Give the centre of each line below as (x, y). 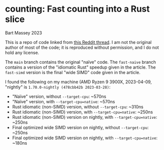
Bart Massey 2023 (24, 33)
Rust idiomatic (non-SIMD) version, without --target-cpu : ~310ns (78, 107)
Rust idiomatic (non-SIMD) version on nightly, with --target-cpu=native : (85, 117)
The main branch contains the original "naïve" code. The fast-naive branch (81, 62)
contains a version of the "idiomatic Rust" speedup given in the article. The (81, 67)
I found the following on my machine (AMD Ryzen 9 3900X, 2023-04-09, (79, 82)
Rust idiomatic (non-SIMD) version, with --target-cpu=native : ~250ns (82, 112)
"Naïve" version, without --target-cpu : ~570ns (59, 96)
